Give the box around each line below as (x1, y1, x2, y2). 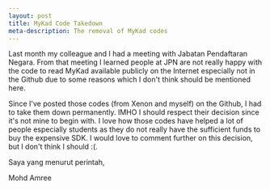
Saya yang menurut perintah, (8, 157, 105, 167)
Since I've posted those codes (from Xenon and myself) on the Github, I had (8, 99, 262, 109)
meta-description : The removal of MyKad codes (8, 27, 168, 35)
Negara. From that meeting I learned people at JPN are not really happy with (8, 57, 263, 67)
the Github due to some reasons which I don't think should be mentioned (8, 74, 251, 85)
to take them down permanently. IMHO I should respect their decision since (8, 107, 260, 117)
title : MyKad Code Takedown (8, 19, 103, 27)
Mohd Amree (8, 173, 53, 183)
